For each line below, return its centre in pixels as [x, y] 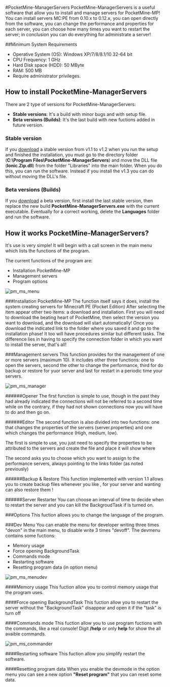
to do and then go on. [28, 412]
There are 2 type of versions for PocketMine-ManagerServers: [71, 104]
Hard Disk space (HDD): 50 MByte [48, 65]
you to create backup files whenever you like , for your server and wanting [83, 484]
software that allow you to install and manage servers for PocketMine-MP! [83, 13]
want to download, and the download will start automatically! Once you [79, 323]
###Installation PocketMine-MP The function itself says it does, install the [82, 301]
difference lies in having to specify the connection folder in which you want [84, 339]
